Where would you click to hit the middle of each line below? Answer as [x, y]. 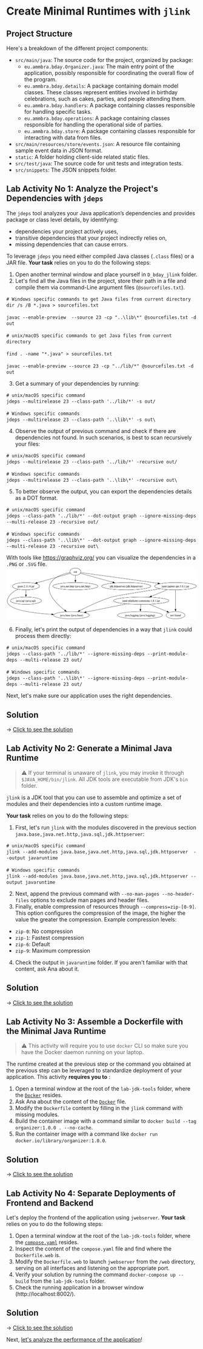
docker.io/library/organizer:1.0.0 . [61, 1140]
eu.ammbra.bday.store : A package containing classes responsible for [110, 131]
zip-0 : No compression [44, 931]
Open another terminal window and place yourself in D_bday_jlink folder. [106, 274]
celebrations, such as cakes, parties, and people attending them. [105, 99]
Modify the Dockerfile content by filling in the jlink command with [99, 1108]
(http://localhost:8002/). [45, 1294]
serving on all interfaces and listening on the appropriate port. [92, 1268]
